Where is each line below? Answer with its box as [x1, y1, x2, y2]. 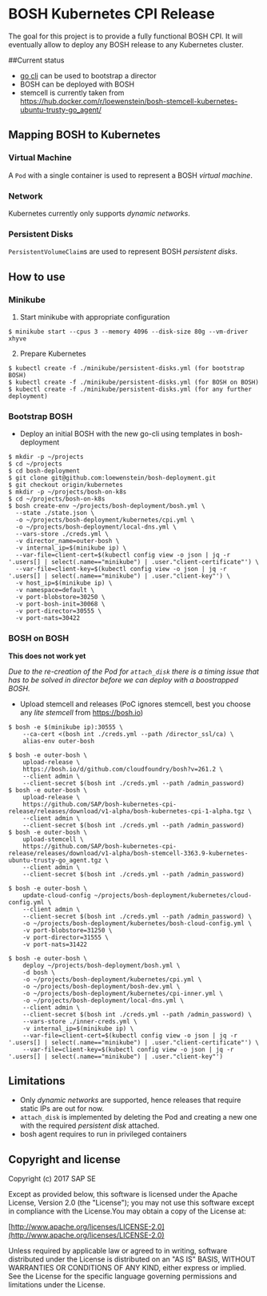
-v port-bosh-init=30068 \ [15, 600, 106, 609]
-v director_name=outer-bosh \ [15, 537, 120, 545]
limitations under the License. [8, 1280, 106, 1290]
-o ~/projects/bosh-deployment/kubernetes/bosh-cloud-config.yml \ [22, 919, 252, 928]
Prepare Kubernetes [19, 348, 86, 358]
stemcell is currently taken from [19, 87, 125, 97]
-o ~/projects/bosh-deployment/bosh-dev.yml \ [22, 982, 181, 990]
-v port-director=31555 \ [22, 933, 110, 941]
